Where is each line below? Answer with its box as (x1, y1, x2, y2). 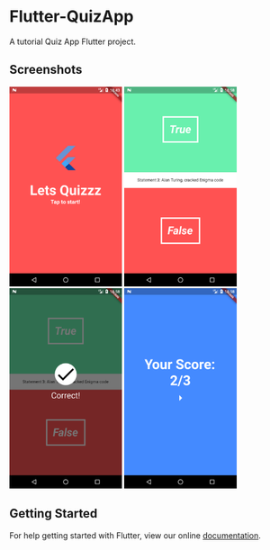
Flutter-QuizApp (9, 6, 134, 27)
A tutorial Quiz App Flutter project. (9, 36, 137, 47)
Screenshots (9, 62, 83, 77)
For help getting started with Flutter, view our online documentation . (9, 529, 261, 541)
